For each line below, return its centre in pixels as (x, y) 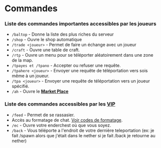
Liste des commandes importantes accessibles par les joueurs (80, 24)
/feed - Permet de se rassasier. (43, 115)
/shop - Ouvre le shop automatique (47, 40)
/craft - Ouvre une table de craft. (46, 50)
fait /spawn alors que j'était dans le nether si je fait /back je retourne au (83, 135)
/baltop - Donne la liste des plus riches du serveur (63, 34)
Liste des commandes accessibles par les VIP (60, 104)
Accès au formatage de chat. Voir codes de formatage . (67, 120)
